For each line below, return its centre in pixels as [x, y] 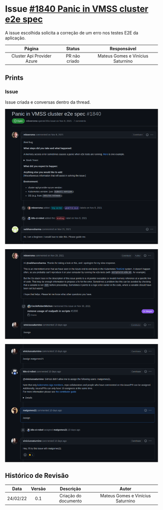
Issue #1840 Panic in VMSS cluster [77, 9]
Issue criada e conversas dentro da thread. [48, 102]
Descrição [71, 489]
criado [73, 61]
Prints [14, 78]
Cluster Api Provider [32, 56]
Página [31, 49]
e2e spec [24, 19]
